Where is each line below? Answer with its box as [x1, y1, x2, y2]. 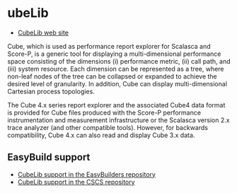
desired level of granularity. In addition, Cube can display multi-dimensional [7, 79, 228, 88]
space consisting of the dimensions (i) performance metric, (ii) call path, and [7, 57, 231, 65]
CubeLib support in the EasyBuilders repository [17, 170, 156, 178]
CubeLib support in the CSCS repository [17, 177, 136, 186]
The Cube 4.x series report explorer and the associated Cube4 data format [7, 100, 226, 109]
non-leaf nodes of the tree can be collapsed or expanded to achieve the [7, 72, 217, 81]
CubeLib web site [17, 28, 69, 37]
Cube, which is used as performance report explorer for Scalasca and [7, 42, 211, 50]
